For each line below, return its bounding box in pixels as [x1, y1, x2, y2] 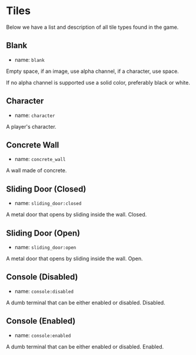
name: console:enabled [14, 331, 71, 339]
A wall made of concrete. [6, 167, 67, 174]
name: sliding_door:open [14, 244, 77, 250]
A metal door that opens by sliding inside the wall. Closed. [6, 211, 147, 218]
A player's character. [6, 123, 57, 130]
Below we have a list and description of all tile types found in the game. [6, 24, 179, 31]
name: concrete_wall [14, 156, 66, 163]
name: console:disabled [14, 287, 74, 294]
